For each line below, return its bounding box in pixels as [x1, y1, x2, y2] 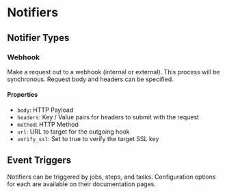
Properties [7, 91, 38, 99]
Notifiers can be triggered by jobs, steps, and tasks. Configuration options [7, 172, 216, 181]
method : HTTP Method [16, 121, 79, 129]
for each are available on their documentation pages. [7, 179, 156, 188]
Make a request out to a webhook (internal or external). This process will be [7, 67, 220, 76]
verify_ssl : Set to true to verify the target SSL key [16, 135, 159, 143]
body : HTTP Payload [16, 106, 74, 114]
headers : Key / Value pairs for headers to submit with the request [16, 113, 200, 121]
